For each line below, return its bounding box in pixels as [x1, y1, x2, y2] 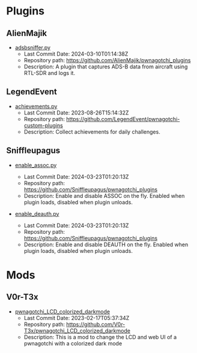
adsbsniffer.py [14, 44, 51, 51]
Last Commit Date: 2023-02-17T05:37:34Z [23, 314, 130, 321]
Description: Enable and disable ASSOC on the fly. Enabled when [23, 192, 185, 199]
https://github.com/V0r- [65, 321, 126, 328]
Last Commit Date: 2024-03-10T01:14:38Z [23, 50, 129, 58]
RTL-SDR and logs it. [23, 70, 76, 76]
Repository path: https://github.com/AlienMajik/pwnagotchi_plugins [23, 57, 191, 64]
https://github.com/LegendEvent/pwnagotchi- [65, 115, 180, 122]
